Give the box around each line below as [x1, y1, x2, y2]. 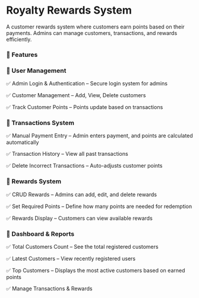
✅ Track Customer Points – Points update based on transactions [6, 104, 163, 111]
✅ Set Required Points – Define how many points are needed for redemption [6, 203, 192, 210]
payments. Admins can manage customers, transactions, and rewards [6, 29, 178, 36]
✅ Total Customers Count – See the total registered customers [6, 243, 159, 251]
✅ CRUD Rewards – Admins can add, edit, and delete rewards [6, 191, 157, 198]
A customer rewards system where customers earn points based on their [6, 23, 185, 30]
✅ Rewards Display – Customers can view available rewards [6, 214, 153, 222]
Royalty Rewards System [6, 4, 132, 17]
